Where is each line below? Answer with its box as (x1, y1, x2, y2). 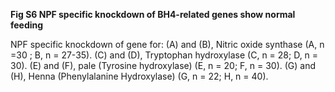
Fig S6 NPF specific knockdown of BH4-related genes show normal (10, 9, 296, 20)
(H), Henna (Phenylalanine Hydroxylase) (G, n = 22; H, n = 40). (10, 70, 269, 82)
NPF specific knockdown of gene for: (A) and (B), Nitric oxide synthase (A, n (10, 39, 325, 50)
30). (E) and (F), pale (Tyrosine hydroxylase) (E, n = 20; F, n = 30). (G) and (10, 60, 317, 71)
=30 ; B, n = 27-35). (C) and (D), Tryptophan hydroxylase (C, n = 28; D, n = (10, 49, 319, 61)
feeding (10, 19, 44, 31)
